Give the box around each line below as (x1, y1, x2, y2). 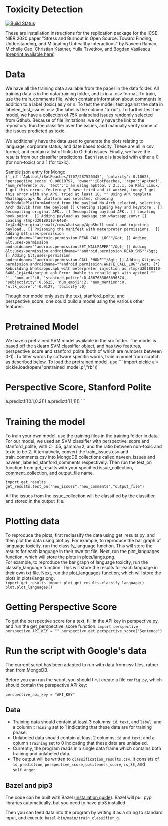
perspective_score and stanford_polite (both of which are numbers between (5, 348, 162, 354)
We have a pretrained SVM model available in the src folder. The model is (5, 337, 156, 343)
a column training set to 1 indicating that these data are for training (12, 724, 152, 730)
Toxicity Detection (5, 4, 83, 15)
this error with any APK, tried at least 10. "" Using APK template (5, 192, 151, 197)
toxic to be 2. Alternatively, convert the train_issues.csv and (5, 448, 129, 455)
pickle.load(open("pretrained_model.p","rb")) (5, 364, 98, 370)
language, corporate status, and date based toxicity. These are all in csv (5, 143, 154, 149)
